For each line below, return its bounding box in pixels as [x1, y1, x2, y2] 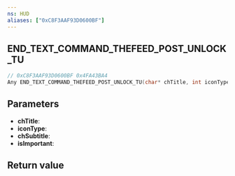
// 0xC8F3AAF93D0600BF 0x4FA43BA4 [7, 72, 108, 79]
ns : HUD [7, 10, 30, 18]
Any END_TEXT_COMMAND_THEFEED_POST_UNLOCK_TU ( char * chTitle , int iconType [7, 79, 230, 86]
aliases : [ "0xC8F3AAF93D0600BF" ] [7, 17, 105, 24]
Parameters [7, 98, 59, 110]
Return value [7, 159, 64, 172]
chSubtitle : [17, 131, 50, 140]
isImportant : [17, 139, 55, 147]
